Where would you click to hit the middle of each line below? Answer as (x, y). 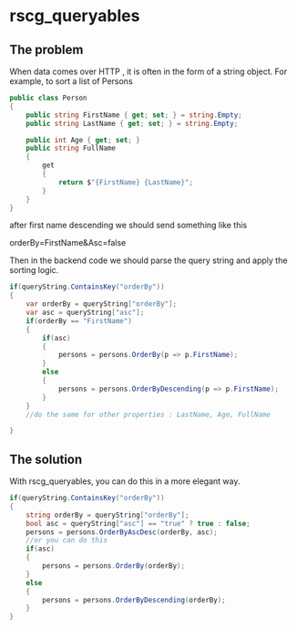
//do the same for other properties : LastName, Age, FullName (148, 415)
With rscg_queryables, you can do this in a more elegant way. (125, 481)
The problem (46, 50)
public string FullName (71, 148)
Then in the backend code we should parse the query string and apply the (148, 260)
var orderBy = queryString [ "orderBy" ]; (102, 304)
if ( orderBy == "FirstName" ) (79, 320)
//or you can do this (67, 541)
